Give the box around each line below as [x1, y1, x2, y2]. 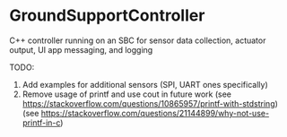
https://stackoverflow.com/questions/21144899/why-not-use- [40, 107, 270, 118]
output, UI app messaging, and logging [9, 44, 153, 55]
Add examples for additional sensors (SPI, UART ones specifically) [22, 79, 269, 90]
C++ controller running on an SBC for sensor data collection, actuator [9, 35, 266, 46]
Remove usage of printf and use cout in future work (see [22, 89, 231, 99]
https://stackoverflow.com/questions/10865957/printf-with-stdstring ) [22, 98, 278, 108]
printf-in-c [22, 117, 61, 128]
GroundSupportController [9, 5, 205, 26]
